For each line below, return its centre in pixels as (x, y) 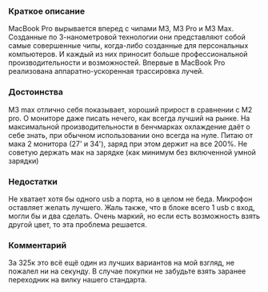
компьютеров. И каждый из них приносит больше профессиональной (128, 55)
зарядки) (24, 160)
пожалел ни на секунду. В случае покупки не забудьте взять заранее (127, 271)
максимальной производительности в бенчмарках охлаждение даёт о (129, 127)
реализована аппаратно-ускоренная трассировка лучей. (106, 71)
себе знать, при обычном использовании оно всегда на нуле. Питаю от (131, 135)
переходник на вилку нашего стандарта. (78, 280)
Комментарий (37, 245)
